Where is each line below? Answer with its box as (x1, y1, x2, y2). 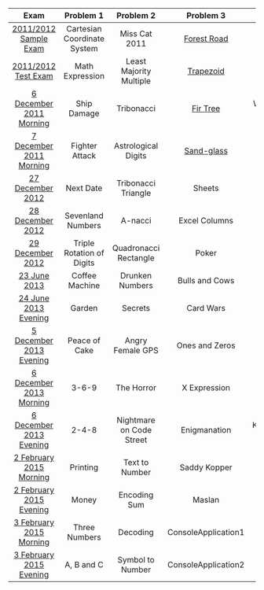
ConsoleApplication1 (167, 527, 245, 537)
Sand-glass (184, 146, 228, 156)
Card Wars (186, 303, 226, 313)
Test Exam (14, 71, 53, 81)
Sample (20, 33, 49, 44)
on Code (120, 425, 152, 435)
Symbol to (117, 555, 155, 565)
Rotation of (64, 248, 104, 258)
